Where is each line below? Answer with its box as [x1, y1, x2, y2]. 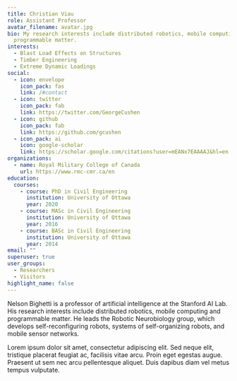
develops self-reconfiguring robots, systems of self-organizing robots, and [7, 322, 225, 330]
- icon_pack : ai [13, 135, 61, 142]
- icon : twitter [13, 96, 61, 103]
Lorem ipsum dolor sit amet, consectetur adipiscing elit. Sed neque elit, [7, 343, 214, 351]
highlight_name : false [7, 280, 74, 287]
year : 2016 [25, 221, 59, 228]
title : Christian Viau [7, 10, 74, 18]
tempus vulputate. [7, 365, 60, 374]
